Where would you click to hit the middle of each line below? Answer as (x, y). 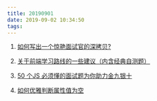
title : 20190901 (30, 13)
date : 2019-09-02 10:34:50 (46, 20)
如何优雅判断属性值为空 (50, 91)
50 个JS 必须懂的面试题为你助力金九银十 (74, 76)
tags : (15, 26)
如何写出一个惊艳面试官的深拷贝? (64, 47)
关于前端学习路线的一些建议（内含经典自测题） (83, 61)
